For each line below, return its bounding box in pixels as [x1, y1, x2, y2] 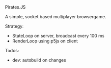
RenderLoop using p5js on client [12, 38, 78, 44]
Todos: [5, 48, 19, 53]
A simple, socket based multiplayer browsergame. [5, 14, 107, 19]
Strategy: [5, 23, 24, 29]
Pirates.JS [5, 4, 26, 10]
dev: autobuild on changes [12, 57, 66, 63]
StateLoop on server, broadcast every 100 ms [12, 33, 105, 38]
